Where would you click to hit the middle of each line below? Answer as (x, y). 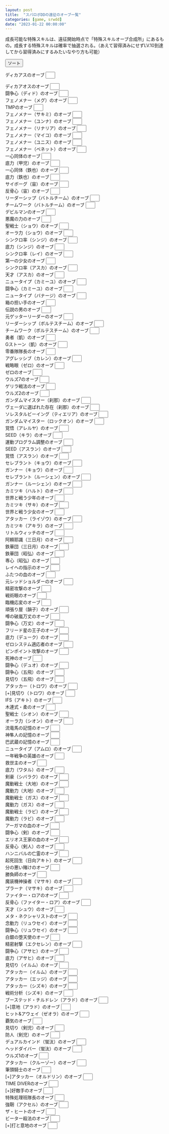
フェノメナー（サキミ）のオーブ (38, 114)
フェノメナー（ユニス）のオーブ (38, 142)
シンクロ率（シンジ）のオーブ (36, 240)
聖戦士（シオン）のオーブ (32, 714)
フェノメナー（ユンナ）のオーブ (38, 121)
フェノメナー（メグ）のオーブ (36, 100)
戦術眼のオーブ (21, 595)
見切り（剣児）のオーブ (30, 1028)
